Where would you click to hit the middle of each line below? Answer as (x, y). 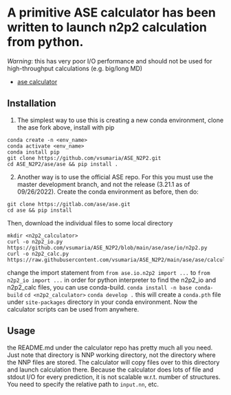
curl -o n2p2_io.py (35, 242)
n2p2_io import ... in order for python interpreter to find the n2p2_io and (112, 280)
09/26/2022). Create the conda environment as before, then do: (108, 192)
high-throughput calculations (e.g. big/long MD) (75, 68)
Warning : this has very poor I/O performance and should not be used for (110, 61)
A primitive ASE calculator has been (112, 13)
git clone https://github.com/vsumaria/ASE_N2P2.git (84, 158)
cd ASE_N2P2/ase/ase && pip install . (63, 164)
